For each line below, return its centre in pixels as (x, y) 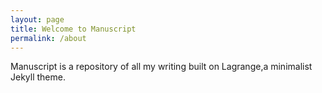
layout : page (37, 19)
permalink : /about (48, 38)
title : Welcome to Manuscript (73, 29)
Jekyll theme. (38, 77)
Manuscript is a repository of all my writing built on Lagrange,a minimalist (161, 67)
